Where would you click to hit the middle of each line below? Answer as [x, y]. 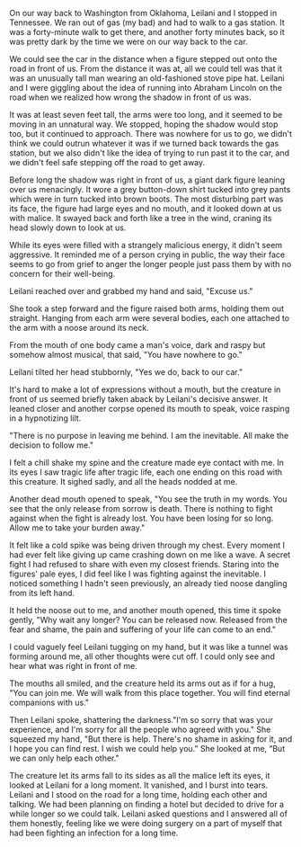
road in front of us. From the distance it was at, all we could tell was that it [146, 68]
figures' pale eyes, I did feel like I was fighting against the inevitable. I [138, 574]
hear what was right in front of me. [73, 666]
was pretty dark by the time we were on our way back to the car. [129, 41]
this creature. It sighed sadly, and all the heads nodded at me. [124, 481]
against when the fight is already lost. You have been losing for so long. [142, 518]
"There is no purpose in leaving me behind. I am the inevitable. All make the [149, 436]
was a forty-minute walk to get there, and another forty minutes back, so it [147, 32]
